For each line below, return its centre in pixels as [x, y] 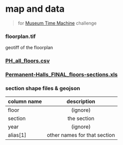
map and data [35, 9]
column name [25, 101]
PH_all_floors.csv [28, 61]
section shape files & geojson [43, 88]
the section [81, 118]
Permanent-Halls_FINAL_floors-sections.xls [61, 75]
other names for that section [81, 135]
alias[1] [17, 135]
